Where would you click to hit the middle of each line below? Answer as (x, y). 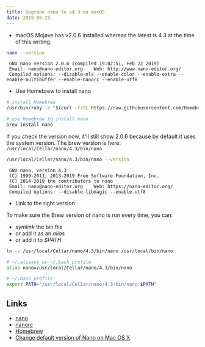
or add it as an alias (40, 233)
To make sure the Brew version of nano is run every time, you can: (90, 215)
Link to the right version (45, 203)
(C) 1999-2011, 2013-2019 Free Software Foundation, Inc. (84, 176)
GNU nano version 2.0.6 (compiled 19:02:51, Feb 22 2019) (84, 64)
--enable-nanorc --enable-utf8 (98, 80)
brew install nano (30, 125)
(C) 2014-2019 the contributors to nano (61, 181)
